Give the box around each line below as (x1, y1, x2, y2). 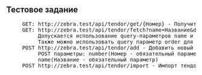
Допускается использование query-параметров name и (38, 32, 194, 39)
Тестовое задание (6, 5, 78, 15)
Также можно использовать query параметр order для (38, 38, 194, 45)
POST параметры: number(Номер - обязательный (38, 50, 174, 57)
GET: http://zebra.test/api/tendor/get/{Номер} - (22, 20, 171, 27)
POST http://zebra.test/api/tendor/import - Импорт (22, 62, 178, 69)
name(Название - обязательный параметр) (38, 56, 159, 63)
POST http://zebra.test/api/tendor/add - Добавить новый (22, 44, 194, 51)
